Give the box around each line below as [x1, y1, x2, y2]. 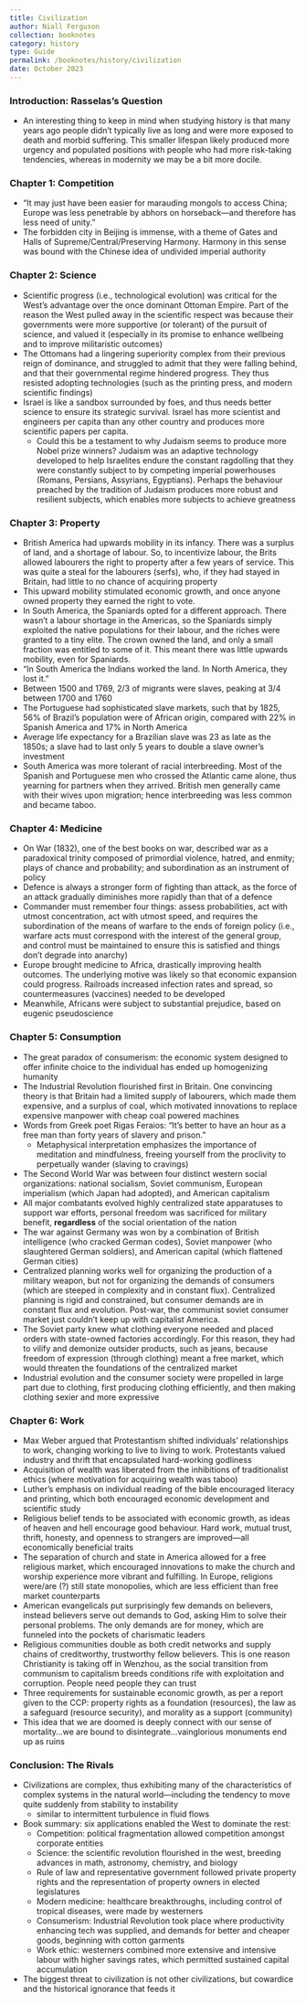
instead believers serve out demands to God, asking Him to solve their [22, 1609, 288, 1620]
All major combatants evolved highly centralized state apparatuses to [22, 1197, 283, 1208]
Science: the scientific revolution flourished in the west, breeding [36, 1848, 281, 1859]
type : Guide [9, 48, 55, 57]
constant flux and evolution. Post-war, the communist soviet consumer [22, 1304, 290, 1315]
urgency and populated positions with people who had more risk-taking [22, 144, 292, 155]
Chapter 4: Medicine [9, 821, 103, 834]
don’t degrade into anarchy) [22, 949, 128, 960]
